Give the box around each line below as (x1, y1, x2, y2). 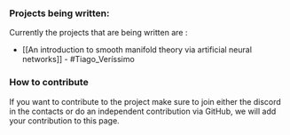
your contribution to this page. (9, 115, 120, 126)
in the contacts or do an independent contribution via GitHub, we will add (9, 106, 277, 116)
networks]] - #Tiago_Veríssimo (21, 54, 135, 65)
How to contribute (9, 76, 89, 89)
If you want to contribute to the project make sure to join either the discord (9, 96, 281, 107)
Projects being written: (9, 7, 110, 20)
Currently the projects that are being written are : (9, 28, 188, 38)
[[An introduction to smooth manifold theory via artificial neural (21, 44, 253, 55)
